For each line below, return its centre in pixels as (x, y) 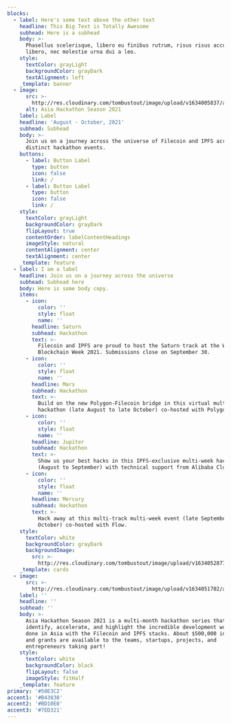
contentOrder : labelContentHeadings (78, 237)
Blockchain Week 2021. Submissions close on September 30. (124, 352)
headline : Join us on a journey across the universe (97, 276)
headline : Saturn (56, 327)
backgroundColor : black (59, 666)
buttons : (32, 154)
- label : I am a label (46, 269)
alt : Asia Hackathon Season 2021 (73, 109)
